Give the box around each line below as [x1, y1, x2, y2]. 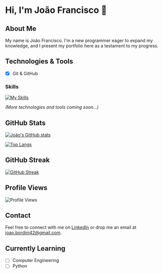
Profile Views [5, 184, 48, 192]
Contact [5, 211, 31, 220]
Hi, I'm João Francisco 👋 [5, 4, 107, 16]
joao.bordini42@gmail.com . [5, 230, 62, 236]
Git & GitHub [12, 70, 38, 76]
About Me [5, 24, 36, 33]
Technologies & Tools [5, 57, 73, 66]
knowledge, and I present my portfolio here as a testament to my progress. [5, 43, 159, 49]
